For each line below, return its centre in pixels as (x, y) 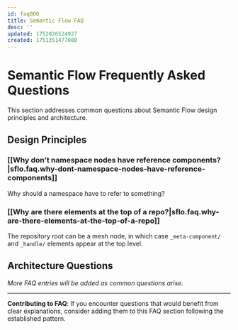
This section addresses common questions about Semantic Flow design (112, 110)
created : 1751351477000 (42, 40)
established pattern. (36, 318)
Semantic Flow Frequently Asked (106, 76)
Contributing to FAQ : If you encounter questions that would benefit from (113, 303)
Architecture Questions (60, 266)
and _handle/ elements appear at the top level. (75, 244)
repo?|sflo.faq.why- (184, 211)
